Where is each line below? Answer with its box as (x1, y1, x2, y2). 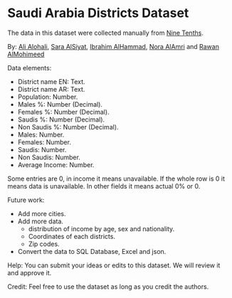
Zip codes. (28, 240, 60, 248)
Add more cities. (17, 209, 66, 218)
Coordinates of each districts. (28, 232, 116, 240)
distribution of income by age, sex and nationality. (28, 224, 175, 233)
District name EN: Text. (17, 77, 85, 86)
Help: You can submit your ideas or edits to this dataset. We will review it (7, 261, 221, 270)
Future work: (7, 196, 45, 204)
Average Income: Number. (17, 160, 95, 169)
